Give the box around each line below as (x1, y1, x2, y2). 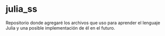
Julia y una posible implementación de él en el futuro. (5, 25, 115, 31)
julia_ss (5, 3, 38, 15)
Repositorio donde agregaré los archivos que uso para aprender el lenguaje (5, 20, 161, 26)
